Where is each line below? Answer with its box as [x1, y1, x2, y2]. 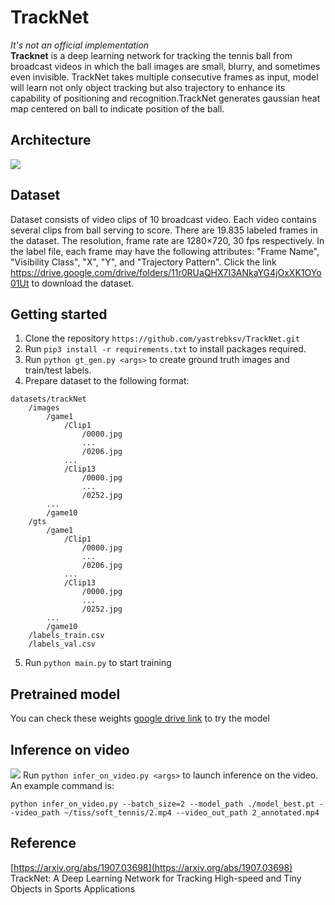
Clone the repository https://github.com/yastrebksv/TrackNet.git [24, 332, 300, 345]
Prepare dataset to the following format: [24, 375, 190, 387]
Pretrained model [10, 686, 121, 703]
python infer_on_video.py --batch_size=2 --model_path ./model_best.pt [10, 799, 315, 809]
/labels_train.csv [28, 631, 105, 641]
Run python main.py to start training [24, 657, 172, 669]
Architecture [10, 132, 92, 149]
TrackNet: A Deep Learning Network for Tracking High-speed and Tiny [10, 872, 302, 884]
